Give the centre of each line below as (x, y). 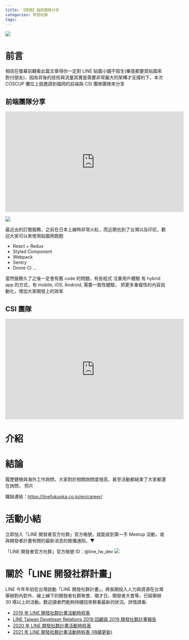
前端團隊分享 (25, 101)
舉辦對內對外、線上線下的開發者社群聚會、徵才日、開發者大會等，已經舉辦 (83, 596)
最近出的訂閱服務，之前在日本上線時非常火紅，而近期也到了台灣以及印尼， (83, 230)
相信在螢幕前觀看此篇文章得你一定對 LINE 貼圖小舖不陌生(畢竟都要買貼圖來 (84, 71)
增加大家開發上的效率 (41, 291)
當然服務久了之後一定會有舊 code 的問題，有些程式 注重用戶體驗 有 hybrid (83, 279)
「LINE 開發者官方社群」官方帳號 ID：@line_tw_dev (59, 552)
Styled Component (32, 252)
